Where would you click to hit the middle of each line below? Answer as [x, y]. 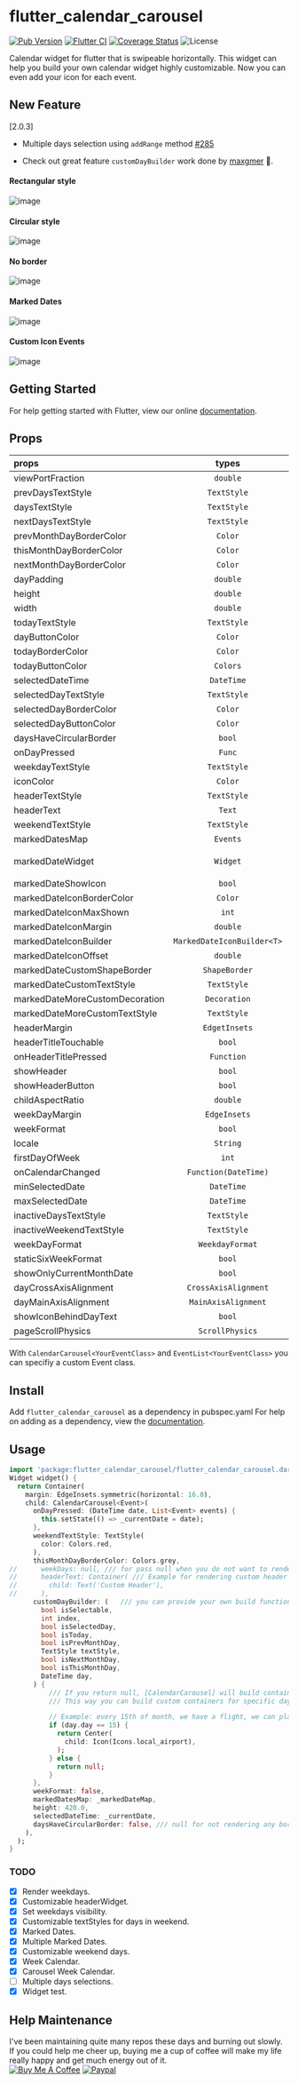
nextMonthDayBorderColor [70, 565]
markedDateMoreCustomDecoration [89, 999]
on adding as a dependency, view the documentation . [107, 1421]
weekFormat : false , [68, 1792]
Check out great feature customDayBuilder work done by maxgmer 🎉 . [148, 161]
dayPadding [39, 579]
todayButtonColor [51, 666]
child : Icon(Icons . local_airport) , [131, 1742]
